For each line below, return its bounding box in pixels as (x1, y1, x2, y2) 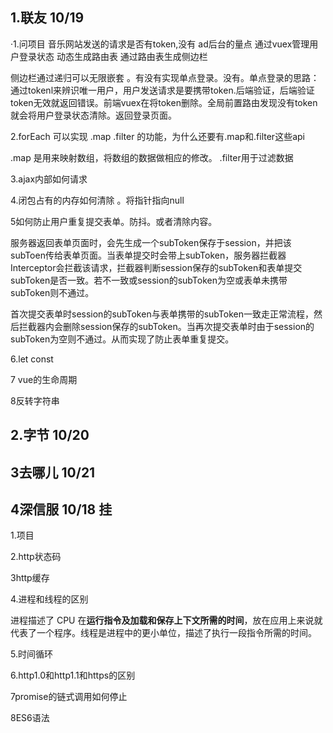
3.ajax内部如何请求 (10, 173, 88, 185)
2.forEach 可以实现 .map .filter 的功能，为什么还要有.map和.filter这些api (10, 130, 305, 142)
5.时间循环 (10, 648, 53, 660)
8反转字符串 (10, 394, 60, 407)
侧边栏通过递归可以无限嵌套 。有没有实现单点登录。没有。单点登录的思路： (10, 71, 320, 83)
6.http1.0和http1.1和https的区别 (10, 669, 136, 682)
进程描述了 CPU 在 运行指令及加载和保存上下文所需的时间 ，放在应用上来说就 (10, 614, 323, 627)
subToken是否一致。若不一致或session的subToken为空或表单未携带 (10, 274, 288, 286)
